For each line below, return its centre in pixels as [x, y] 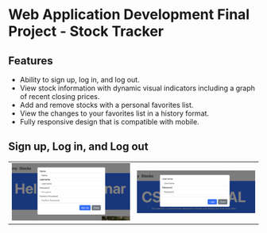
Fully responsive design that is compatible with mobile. [110, 122]
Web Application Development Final [129, 15]
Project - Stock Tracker [86, 31]
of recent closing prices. [60, 96]
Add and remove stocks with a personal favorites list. [106, 105]
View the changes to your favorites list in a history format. [114, 113]
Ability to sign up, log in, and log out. [80, 80]
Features [31, 61]
